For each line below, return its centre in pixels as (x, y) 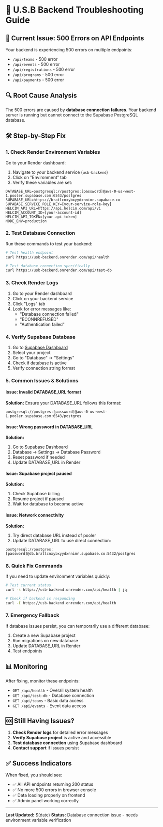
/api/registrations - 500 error (44, 69)
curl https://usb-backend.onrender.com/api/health (58, 257)
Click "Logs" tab (29, 304)
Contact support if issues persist (46, 748)
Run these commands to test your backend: (49, 243)
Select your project (31, 352)
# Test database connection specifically (48, 266)
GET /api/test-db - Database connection (53, 695)
